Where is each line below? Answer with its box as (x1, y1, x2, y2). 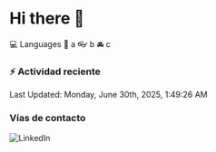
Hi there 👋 (9, 8, 84, 29)
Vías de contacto (9, 112, 86, 125)
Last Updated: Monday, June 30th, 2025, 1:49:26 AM (9, 90, 208, 100)
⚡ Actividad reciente (9, 65, 102, 78)
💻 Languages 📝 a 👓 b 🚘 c (9, 38, 112, 49)
